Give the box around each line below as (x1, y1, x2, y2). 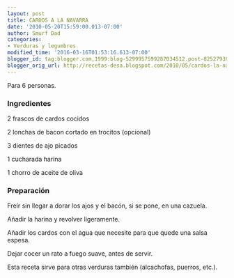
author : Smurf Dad (7, 29, 61, 37)
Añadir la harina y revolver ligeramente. (7, 215, 120, 224)
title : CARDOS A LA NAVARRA (7, 17, 89, 24)
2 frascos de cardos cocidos (7, 114, 90, 123)
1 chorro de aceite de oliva (7, 168, 84, 176)
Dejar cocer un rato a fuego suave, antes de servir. (7, 249, 153, 258)
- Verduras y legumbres (7, 43, 77, 49)
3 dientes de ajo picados (7, 141, 78, 150)
